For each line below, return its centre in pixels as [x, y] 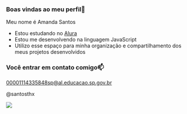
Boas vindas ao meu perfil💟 [46, 9]
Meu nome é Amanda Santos [41, 22]
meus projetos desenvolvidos [50, 52]
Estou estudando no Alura [46, 33]
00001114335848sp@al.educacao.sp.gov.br [59, 82]
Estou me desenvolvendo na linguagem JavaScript [75, 40]
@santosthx [20, 94]
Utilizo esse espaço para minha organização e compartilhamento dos [98, 46]
